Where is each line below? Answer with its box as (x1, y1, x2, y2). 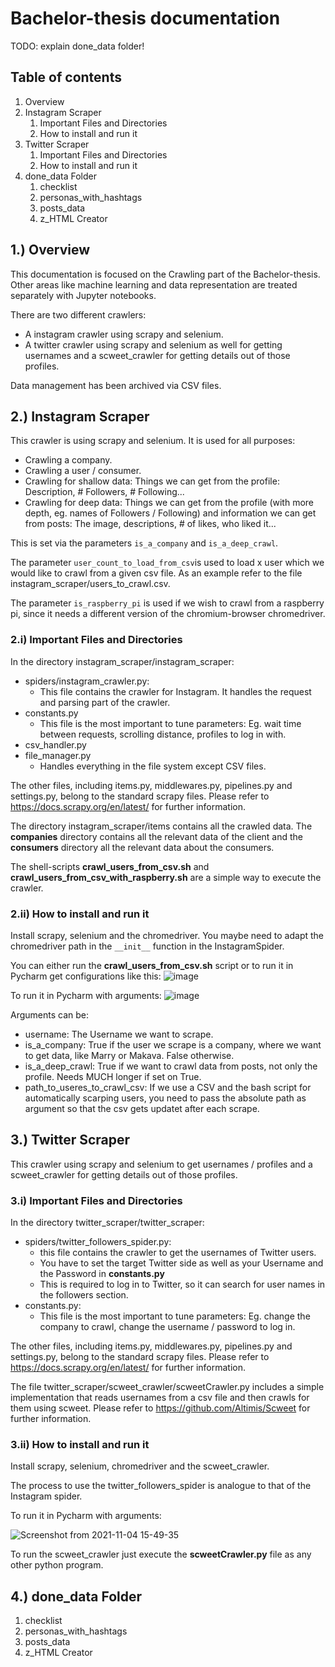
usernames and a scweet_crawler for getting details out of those (24, 349, 291, 361)
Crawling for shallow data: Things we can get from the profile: (24, 475, 280, 487)
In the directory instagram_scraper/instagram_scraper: (10, 655, 235, 667)
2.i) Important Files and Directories (10, 633, 183, 647)
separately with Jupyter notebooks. (10, 289, 157, 301)
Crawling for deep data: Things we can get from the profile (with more (24, 497, 314, 509)
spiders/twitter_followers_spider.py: (24, 1236, 172, 1248)
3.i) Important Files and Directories (10, 1193, 183, 1207)
